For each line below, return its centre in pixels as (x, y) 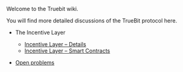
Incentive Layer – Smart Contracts (67, 51)
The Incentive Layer (40, 32)
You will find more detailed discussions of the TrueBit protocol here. (92, 20)
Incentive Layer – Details (55, 44)
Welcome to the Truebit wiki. (42, 9)
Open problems (35, 63)
